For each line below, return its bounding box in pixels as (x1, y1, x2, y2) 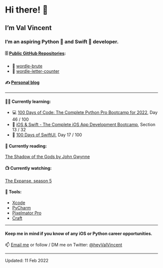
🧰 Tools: (5, 189, 22, 195)
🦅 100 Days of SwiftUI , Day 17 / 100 (12, 132, 82, 138)
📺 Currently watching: (5, 165, 52, 171)
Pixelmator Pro (12, 210, 42, 216)
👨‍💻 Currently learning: (5, 98, 51, 104)
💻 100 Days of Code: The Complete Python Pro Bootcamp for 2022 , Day (12, 110, 158, 115)
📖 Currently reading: (5, 143, 47, 149)
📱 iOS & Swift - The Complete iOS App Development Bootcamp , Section (12, 122, 156, 127)
